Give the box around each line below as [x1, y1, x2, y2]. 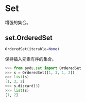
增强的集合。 [5, 19, 31, 25]
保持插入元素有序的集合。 [5, 56, 56, 62]
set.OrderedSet [5, 34, 52, 42]
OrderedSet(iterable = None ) [5, 46, 60, 51]
